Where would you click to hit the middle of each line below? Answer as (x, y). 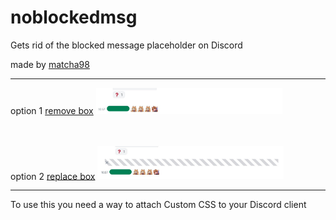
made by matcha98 (50, 64)
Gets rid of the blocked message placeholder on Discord (126, 45)
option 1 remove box (52, 110)
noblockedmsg (74, 17)
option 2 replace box (53, 176)
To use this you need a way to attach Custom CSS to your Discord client (158, 205)
